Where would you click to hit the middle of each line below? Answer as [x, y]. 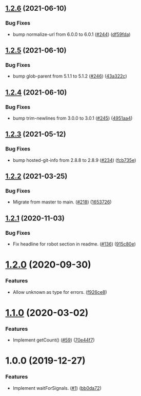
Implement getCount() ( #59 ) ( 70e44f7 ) [54, 340]
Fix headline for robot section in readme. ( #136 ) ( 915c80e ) [74, 244]
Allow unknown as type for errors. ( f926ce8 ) [60, 292]
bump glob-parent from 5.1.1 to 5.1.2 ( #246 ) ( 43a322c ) [70, 76]
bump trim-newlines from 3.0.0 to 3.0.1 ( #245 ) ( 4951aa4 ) [73, 118]
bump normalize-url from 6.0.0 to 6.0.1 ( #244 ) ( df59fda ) [72, 34]
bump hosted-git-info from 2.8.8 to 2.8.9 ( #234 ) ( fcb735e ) [74, 160]
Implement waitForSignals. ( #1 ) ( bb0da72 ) [57, 388]
